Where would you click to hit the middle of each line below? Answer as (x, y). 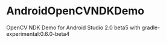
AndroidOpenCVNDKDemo (75, 11)
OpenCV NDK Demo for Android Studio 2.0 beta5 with (73, 27)
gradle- (151, 27)
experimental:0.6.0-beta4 (38, 33)
